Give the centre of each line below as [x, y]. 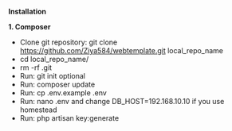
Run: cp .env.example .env [63, 93]
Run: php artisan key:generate [69, 118]
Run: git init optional [53, 76]
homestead [38, 110]
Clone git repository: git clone [69, 42]
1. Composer [29, 27]
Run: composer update [57, 84]
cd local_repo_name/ [54, 59]
